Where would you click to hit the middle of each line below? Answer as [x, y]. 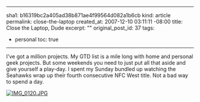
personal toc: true [37, 39]
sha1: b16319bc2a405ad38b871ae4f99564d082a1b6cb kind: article [88, 15]
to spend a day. [25, 82]
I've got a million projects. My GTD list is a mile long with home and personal [100, 56]
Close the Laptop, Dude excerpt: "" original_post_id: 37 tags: [80, 28]
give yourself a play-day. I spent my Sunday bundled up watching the [91, 69]
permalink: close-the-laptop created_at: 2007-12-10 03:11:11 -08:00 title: [95, 22]
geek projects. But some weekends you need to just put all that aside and [96, 63]
